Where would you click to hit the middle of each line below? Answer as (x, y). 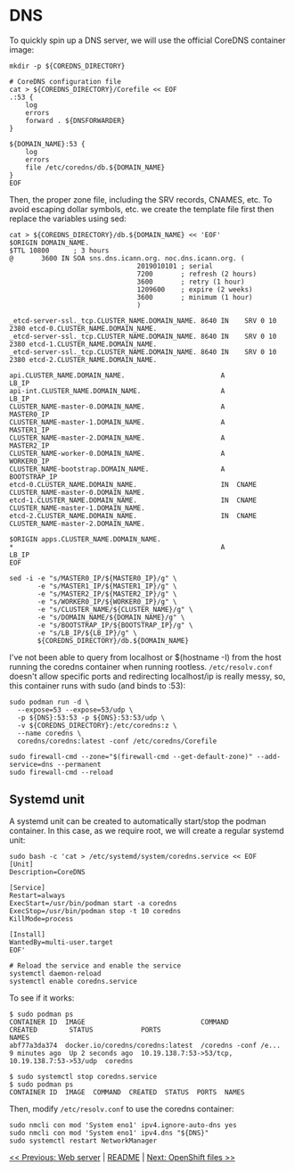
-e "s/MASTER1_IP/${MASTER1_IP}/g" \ (107, 586)
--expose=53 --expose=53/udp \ (75, 710)
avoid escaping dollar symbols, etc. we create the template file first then (142, 209)
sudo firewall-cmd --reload (61, 772)
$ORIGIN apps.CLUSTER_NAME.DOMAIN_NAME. (86, 539)
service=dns (31, 764)
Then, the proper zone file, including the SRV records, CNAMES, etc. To (141, 199)
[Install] (28, 934)
